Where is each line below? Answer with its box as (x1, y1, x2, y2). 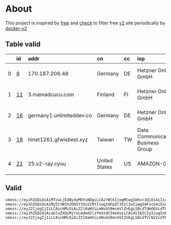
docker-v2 (5, 25, 27, 31)
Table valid (5, 40, 41, 49)
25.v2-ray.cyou (27, 160, 66, 167)
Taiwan (97, 136, 115, 143)
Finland (97, 91, 115, 98)
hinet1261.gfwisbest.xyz (27, 136, 88, 143)
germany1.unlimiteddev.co (27, 112, 93, 119)
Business (137, 139, 159, 146)
